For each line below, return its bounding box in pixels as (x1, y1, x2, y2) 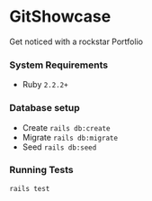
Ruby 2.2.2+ (22, 79, 69, 90)
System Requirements (9, 59, 109, 71)
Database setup (9, 102, 81, 114)
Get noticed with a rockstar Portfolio (9, 36, 144, 47)
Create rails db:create (22, 122, 111, 132)
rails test (9, 184, 50, 193)
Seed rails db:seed (22, 142, 97, 152)
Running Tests (9, 164, 74, 177)
